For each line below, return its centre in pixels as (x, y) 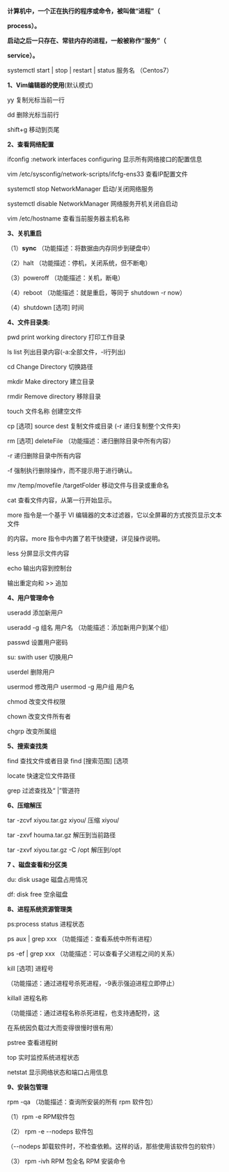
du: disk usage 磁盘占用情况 (48, 879)
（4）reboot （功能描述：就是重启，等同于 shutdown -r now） (97, 293)
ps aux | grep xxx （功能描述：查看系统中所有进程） (82, 939)
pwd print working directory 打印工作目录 (66, 337)
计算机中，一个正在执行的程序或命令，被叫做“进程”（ (84, 11)
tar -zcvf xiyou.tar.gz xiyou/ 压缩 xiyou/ (63, 820)
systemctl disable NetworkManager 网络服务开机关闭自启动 (93, 204)
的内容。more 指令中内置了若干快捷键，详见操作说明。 (86, 539)
